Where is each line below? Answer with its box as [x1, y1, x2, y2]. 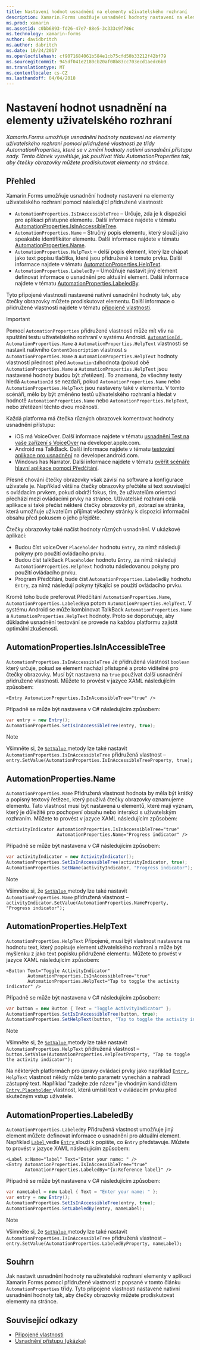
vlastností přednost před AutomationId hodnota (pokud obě [6, 359, 150, 366]
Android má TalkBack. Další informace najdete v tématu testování [14, 445, 174, 453]
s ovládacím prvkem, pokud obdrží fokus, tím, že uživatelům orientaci [6, 488, 177, 496]
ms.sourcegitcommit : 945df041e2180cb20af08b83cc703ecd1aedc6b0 [6, 59, 167, 64]
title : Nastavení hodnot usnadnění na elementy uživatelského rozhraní [6, 8, 187, 15]
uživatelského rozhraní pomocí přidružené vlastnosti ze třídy [6, 140, 155, 147]
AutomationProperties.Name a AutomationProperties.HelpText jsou [6, 365, 168, 372]
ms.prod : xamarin [6, 20, 49, 26]
